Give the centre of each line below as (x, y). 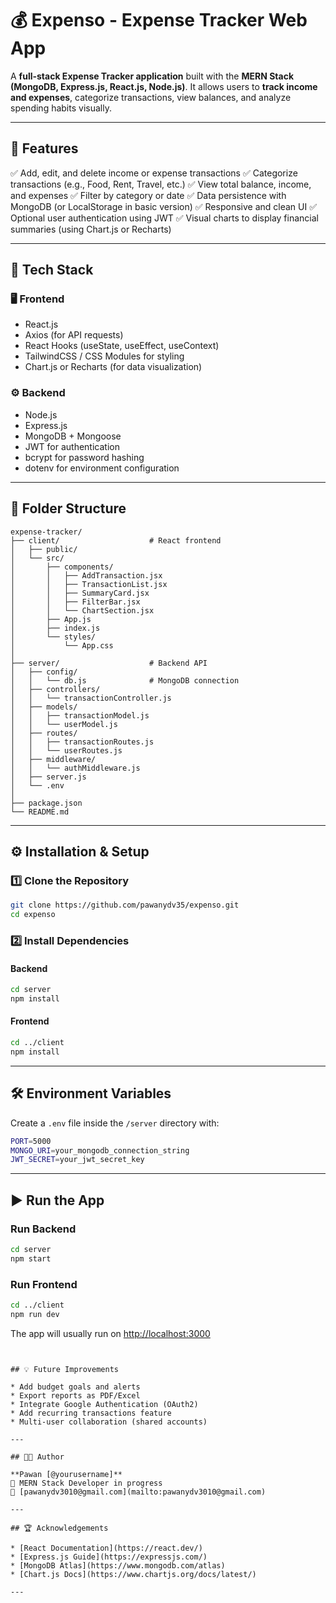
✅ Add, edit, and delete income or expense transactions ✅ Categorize (154, 173)
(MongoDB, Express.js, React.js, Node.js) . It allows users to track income (164, 86)
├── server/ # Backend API (109, 663)
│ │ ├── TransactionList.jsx (89, 584)
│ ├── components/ (62, 567)
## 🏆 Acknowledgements (59, 1528)
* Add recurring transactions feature (91, 1413)
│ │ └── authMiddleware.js (75, 768)
